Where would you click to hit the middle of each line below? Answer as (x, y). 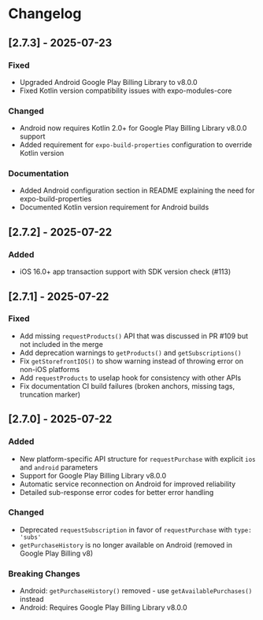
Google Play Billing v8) (56, 553)
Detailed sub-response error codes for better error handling (117, 492)
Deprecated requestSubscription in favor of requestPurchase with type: (135, 530)
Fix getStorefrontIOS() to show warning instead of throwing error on (131, 361)
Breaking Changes (44, 574)
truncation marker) (50, 394)
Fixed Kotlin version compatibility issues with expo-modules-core (126, 90)
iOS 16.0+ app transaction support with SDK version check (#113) (125, 271)
